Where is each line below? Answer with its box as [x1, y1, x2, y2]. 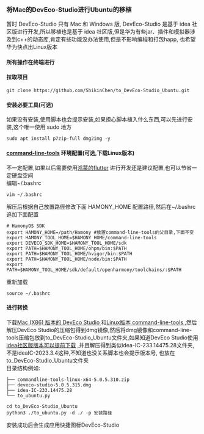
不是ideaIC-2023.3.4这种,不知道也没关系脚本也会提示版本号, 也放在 [6, 349, 175, 356]
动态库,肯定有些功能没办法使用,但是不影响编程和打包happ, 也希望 [32, 35, 196, 43]
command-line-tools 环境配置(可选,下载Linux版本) [6, 149, 135, 156]
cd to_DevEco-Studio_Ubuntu [6, 403, 78, 410]
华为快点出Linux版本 [6, 43, 58, 51]
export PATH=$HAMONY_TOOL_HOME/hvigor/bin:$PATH [6, 250, 133, 257]
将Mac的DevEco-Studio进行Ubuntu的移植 [6, 5, 132, 13]
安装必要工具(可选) [6, 101, 54, 108]
